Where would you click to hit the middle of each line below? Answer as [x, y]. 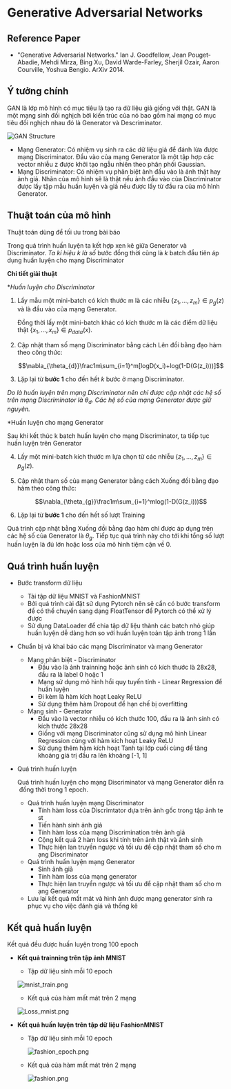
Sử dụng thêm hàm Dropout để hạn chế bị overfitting [113, 704]
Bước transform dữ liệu [50, 583]
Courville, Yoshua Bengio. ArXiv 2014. [71, 70]
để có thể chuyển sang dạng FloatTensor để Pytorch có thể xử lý [119, 611]
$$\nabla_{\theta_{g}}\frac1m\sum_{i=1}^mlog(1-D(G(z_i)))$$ [121, 501]
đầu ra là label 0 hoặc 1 [70, 675]
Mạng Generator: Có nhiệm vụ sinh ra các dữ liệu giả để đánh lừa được [118, 149]
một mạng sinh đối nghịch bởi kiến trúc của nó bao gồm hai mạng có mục [112, 115]
